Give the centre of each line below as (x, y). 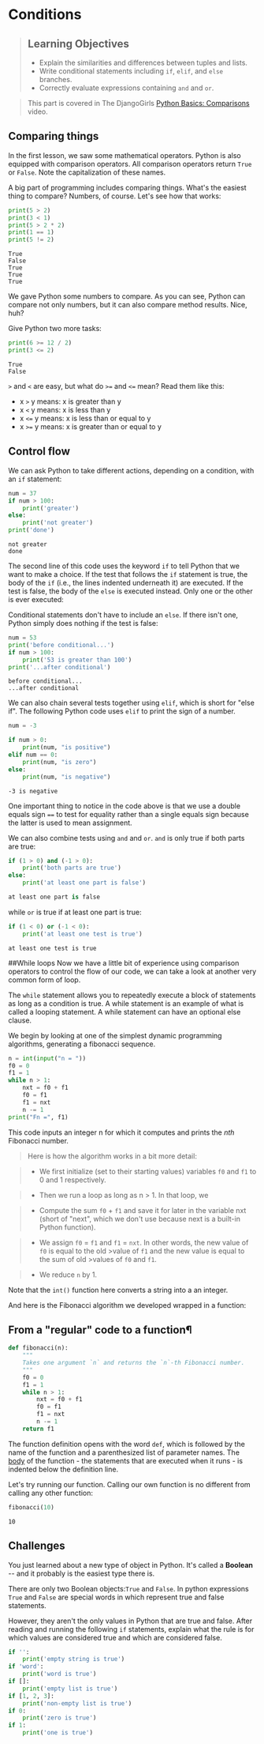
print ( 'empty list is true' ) (70, 1689)
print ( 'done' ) (32, 530)
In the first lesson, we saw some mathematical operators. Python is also (125, 155)
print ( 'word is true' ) (59, 1674)
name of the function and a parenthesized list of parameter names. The (124, 1452)
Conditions (45, 15)
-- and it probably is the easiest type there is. (82, 1573)
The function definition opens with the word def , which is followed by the (127, 1444)
